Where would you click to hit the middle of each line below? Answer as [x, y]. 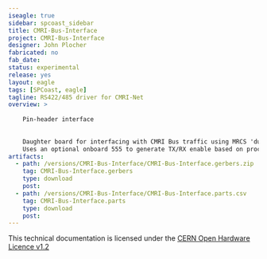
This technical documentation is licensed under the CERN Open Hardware [129, 238]
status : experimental [44, 68]
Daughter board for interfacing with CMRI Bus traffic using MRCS [135, 141]
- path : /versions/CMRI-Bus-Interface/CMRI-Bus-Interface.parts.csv [131, 193]
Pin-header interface [58, 120]
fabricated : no [33, 53]
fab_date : [25, 61]
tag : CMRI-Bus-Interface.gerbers [78, 171]
